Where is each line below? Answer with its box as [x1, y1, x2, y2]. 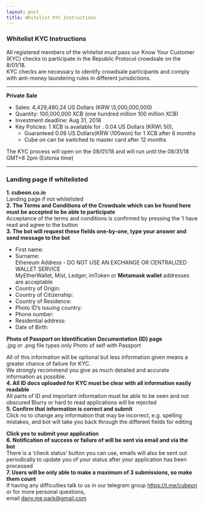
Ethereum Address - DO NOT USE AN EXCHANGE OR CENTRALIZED [15, 259, 187, 266]
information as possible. [6, 373, 67, 380]
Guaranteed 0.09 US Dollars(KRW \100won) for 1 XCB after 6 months [24, 129, 196, 137]
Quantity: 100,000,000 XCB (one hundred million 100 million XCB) [15, 110, 179, 117]
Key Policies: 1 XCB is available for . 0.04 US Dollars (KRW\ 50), [15, 123, 174, 130]
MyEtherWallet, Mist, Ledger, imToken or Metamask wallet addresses [15, 272, 190, 279]
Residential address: [15, 317, 66, 324]
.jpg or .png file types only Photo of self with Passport [6, 342, 141, 349]
